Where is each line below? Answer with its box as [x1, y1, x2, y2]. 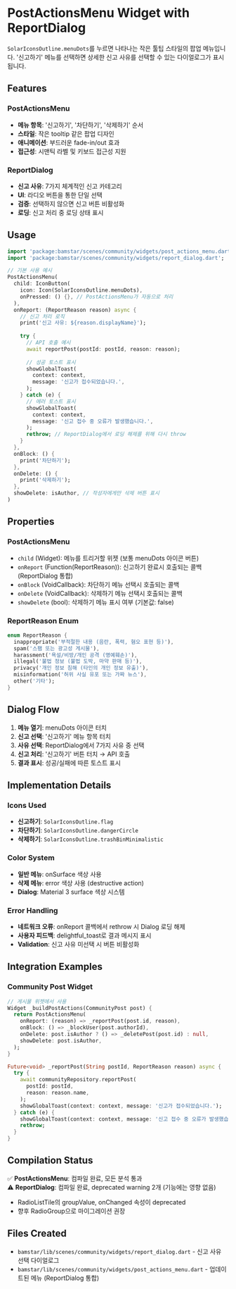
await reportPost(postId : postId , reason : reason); [25, 345, 181, 353]
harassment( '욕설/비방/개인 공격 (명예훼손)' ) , [13, 652, 138, 659]
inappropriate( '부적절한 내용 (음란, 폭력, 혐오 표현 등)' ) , [13, 638, 174, 645]
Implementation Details [7, 780, 112, 792]
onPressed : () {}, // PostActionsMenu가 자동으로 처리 [20, 293, 173, 300]
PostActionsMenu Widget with [7, 5, 190, 21]
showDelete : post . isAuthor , [20, 1037, 102, 1044]
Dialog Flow [7, 704, 60, 716]
